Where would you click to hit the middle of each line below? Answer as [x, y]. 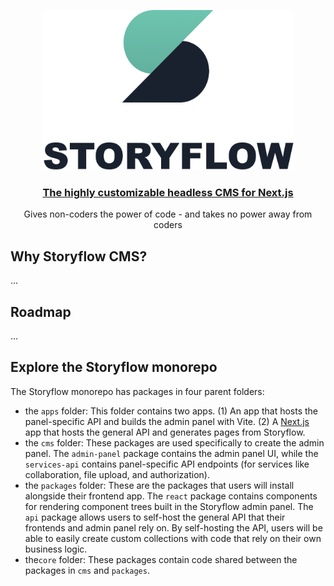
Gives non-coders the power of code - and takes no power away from [168, 214]
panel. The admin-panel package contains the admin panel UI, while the [171, 453]
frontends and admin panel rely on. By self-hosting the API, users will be [173, 527]
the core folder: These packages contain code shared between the [161, 559]
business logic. [56, 549]
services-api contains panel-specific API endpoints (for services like [167, 464]
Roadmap [41, 311]
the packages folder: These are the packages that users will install [159, 485]
